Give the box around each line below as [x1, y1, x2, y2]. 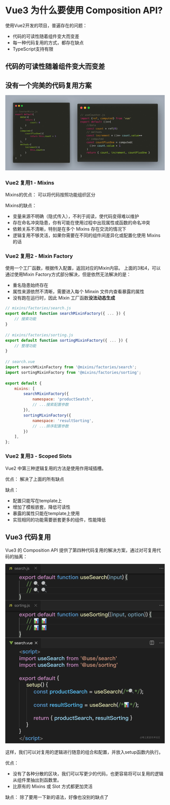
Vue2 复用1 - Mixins [5, 179, 55, 186]
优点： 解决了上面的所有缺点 [5, 476, 64, 482]
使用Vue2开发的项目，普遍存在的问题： [5, 22, 88, 28]
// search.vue [5, 359, 35, 365]
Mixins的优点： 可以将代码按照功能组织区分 [5, 191, 96, 198]
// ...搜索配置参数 [32, 402, 69, 407]
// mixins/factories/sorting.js [5, 332, 73, 338]
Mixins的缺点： [5, 203, 37, 209]
